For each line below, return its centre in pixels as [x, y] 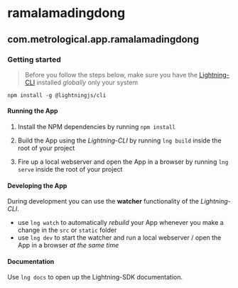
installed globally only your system [87, 82]
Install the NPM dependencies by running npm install [97, 127]
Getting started [34, 60]
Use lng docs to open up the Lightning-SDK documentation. [95, 277]
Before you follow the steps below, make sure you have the [111, 74]
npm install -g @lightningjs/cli [57, 95]
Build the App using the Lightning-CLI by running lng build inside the [119, 140]
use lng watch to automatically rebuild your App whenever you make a [120, 223]
